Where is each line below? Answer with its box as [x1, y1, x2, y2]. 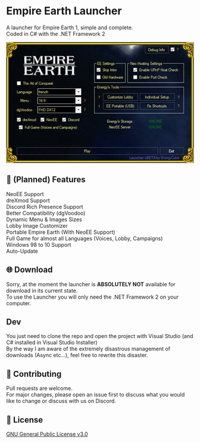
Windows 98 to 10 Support [6, 241, 71, 248]
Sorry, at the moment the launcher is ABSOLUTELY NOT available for [6, 280, 176, 287]
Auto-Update [6, 247, 39, 255]
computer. [6, 299, 32, 306]
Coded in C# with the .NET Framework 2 [6, 30, 105, 37]
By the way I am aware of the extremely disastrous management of [6, 345, 171, 352]
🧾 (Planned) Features [6, 175, 86, 185]
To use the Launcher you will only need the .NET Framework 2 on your [6, 293, 179, 301]
